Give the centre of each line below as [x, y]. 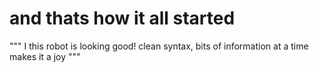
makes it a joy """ [45, 56]
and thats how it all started [122, 18]
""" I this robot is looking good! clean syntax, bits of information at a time [159, 46]
